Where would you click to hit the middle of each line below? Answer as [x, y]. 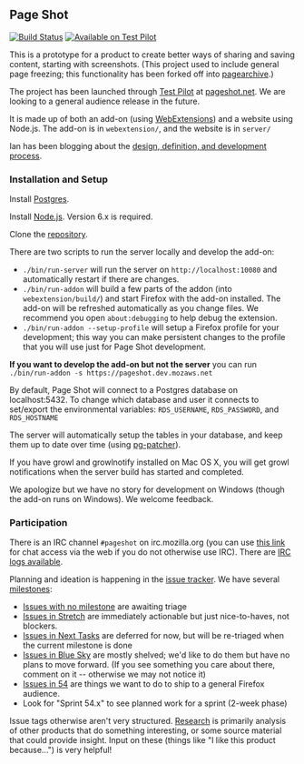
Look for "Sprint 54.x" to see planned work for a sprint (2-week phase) [155, 703]
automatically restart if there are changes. [101, 279]
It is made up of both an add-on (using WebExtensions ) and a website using [151, 118]
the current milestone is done [78, 646]
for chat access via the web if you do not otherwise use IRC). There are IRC [151, 552]
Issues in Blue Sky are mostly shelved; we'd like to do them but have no [156, 655]
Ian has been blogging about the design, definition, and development [138, 146]
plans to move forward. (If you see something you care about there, [148, 665]
